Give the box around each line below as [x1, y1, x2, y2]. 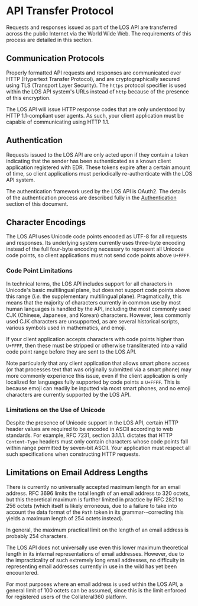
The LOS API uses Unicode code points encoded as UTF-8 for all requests [6, 233, 187, 240]
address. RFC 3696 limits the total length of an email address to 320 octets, [6, 490, 190, 497]
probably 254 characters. [6, 532, 68, 539]
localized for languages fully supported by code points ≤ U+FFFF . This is [6, 378, 180, 385]
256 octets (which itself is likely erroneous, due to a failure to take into [6, 502, 177, 509]
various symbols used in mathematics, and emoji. [6, 324, 126, 331]
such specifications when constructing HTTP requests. [6, 451, 140, 458]
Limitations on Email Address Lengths [6, 468, 148, 478]
